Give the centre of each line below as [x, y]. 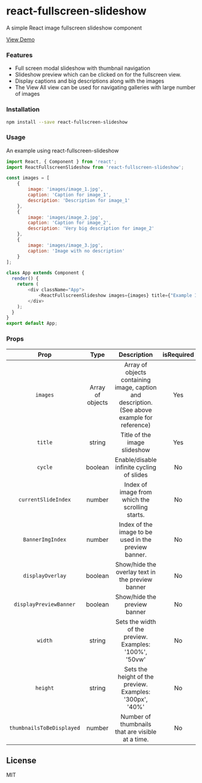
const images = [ [28, 178]
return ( [28, 285]
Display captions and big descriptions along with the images [89, 81]
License [21, 760]
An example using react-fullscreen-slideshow [63, 150]
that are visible [136, 732]
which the [136, 500]
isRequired [178, 354]
